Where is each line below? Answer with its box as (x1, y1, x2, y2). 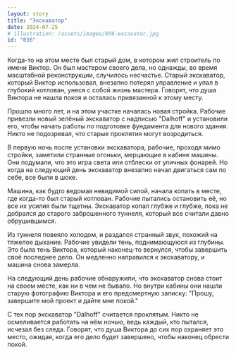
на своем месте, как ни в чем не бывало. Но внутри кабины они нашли (7, 281, 223, 290)
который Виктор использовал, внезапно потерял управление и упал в (7, 78, 218, 87)
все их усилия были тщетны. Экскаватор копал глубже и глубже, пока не (7, 202, 228, 210)
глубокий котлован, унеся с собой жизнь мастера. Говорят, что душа (7, 86, 217, 94)
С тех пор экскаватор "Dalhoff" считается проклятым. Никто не (7, 310, 199, 319)
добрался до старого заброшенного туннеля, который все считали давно (7, 209, 229, 218)
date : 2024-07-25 (7, 23, 58, 30)
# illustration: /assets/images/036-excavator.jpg (7, 30, 159, 37)
